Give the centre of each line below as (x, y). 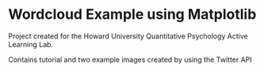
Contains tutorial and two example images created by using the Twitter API (130, 59)
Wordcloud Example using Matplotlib (132, 14)
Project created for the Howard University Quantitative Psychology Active (128, 36)
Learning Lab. (31, 44)
